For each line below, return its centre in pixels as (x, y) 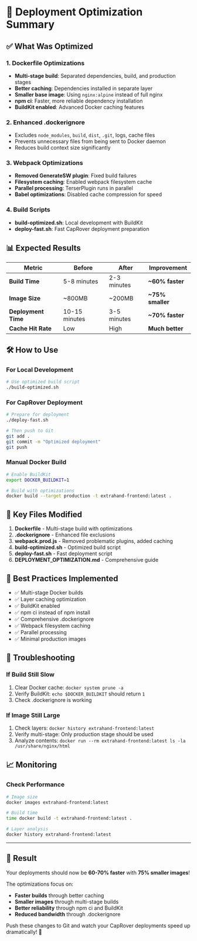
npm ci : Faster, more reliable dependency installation (79, 101)
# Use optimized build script (43, 382)
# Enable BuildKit (28, 474)
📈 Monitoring (32, 765)
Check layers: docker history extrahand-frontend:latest (84, 728)
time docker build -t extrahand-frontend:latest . (69, 819)
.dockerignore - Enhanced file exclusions (65, 535)
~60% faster (166, 281)
